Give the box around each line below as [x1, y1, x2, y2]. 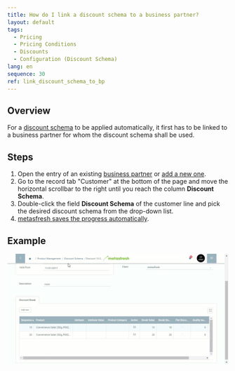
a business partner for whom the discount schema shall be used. [7, 130, 195, 140]
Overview [7, 104, 51, 116]
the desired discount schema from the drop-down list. [17, 207, 174, 215]
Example [7, 235, 46, 247]
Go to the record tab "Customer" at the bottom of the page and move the [17, 177, 229, 186]
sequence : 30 [7, 70, 46, 77]
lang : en [7, 63, 33, 70]
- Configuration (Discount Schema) [13, 56, 118, 63]
